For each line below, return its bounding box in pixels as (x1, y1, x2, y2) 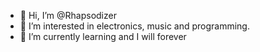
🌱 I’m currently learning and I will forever (19, 31, 187, 42)
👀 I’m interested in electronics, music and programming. (19, 20, 250, 32)
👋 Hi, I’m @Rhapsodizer (19, 10, 117, 21)
